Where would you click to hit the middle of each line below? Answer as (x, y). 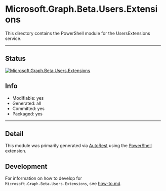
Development (26, 166)
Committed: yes (28, 108)
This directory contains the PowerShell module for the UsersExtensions (78, 33)
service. (13, 38)
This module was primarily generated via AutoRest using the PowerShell (79, 146)
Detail (14, 134)
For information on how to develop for (44, 178)
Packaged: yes (27, 114)
